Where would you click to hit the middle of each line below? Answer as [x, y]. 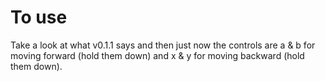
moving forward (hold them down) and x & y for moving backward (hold [157, 55]
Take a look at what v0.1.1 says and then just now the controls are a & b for [163, 45]
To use [39, 17]
